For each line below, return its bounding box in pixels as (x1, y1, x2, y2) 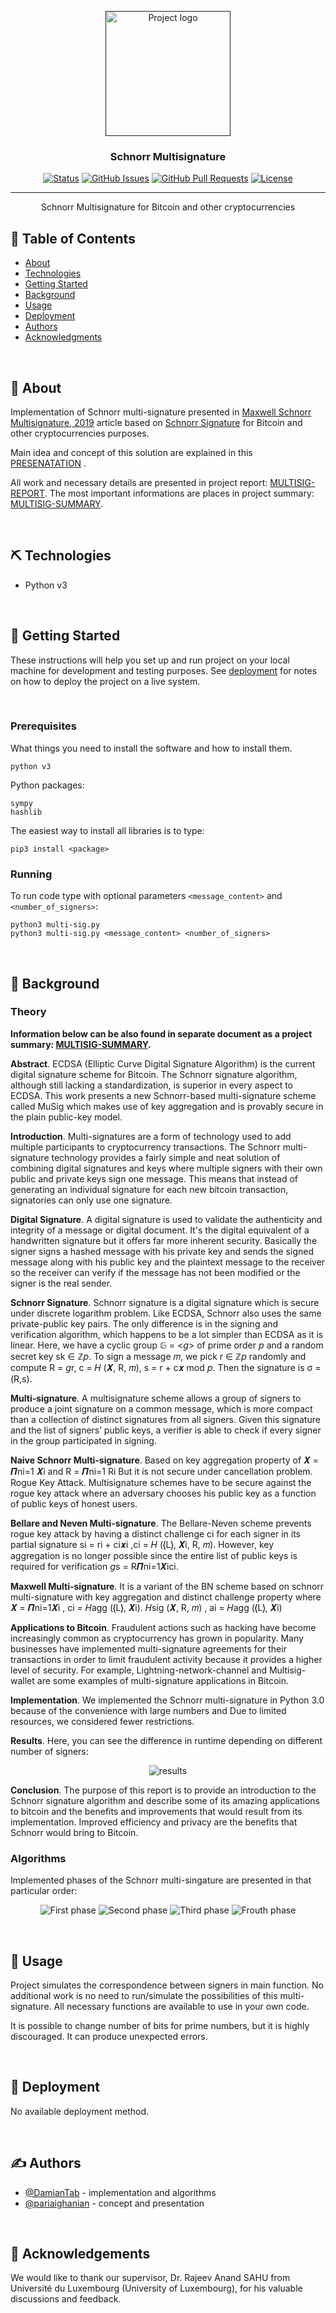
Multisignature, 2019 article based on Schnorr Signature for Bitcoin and (10, 416, 303, 428)
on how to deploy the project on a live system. (10, 675, 201, 687)
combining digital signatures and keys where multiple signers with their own (10, 1162, 323, 1174)
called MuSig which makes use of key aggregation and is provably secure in (10, 1100, 324, 1112)
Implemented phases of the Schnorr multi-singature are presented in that (10, 1874, 312, 1886)
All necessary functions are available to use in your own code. (53, 2000, 310, 2012)
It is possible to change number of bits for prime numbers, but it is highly (10, 2019, 310, 2031)
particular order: (10, 1885, 78, 1897)
